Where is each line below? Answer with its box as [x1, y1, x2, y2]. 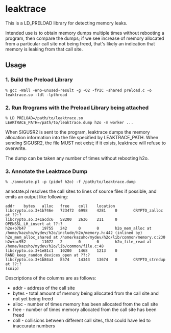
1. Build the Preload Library [5, 76, 73, 83]
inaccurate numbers [12, 323, 55, 329]
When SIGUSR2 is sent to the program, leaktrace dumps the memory [5, 129, 150, 135]
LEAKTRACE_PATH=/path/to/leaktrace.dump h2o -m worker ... [5, 120, 134, 125]
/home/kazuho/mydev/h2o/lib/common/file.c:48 [5, 244, 104, 249]
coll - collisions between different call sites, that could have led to [12, 317, 151, 324]
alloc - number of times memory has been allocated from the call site [12, 301, 158, 308]
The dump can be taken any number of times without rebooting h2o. [5, 155, 149, 161]
